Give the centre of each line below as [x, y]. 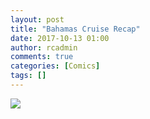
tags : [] [28, 76]
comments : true [42, 57]
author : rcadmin [44, 47]
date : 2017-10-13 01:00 [60, 38]
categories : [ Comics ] [55, 66]
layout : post [37, 19]
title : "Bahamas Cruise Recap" [75, 29]
